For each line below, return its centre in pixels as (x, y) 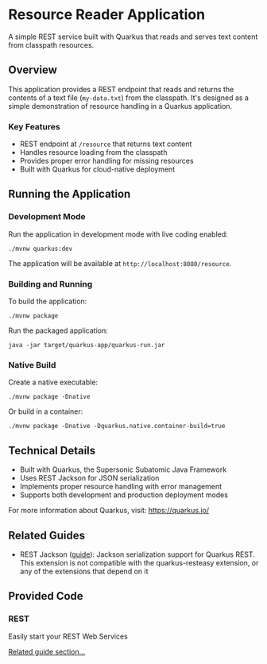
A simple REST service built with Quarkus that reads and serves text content (133, 37)
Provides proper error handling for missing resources (106, 161)
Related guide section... (47, 651)
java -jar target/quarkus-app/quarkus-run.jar (87, 346)
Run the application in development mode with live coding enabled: (118, 234)
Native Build (32, 365)
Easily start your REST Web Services (68, 636)
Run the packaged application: (58, 330)
